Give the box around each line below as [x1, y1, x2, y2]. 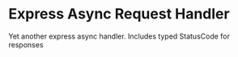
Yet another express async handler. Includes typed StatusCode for [8, 31, 231, 41]
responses [8, 39, 44, 49]
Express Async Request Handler [8, 5, 230, 23]
